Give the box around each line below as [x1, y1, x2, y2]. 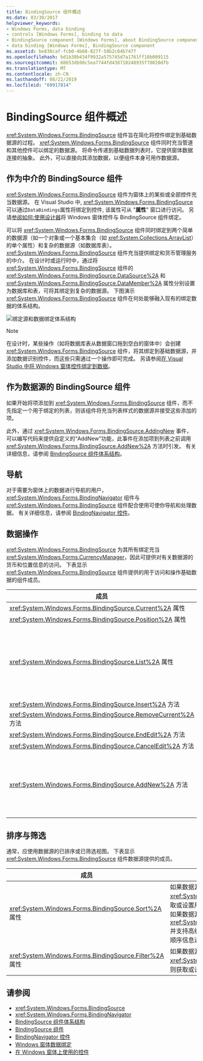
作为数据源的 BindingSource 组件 [6, 382, 131, 392]
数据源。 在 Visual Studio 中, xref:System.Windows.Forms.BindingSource [11, 198, 193, 206]
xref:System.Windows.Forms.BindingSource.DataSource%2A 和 [6, 272, 166, 279]
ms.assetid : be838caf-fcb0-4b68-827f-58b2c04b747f [6, 49, 137, 55]
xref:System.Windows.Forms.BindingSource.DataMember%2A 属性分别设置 [6, 279, 195, 287]
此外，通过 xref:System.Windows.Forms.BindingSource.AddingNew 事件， [6, 427, 192, 434]
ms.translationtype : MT [6, 65, 66, 72]
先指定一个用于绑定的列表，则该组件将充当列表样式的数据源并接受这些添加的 [6, 407, 197, 414]
